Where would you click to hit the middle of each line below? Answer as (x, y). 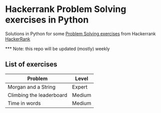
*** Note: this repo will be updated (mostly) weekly (58, 48)
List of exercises (31, 64)
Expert (80, 87)
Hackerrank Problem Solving (66, 9)
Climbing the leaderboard (37, 95)
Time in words (24, 103)
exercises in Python (47, 20)
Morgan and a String (32, 87)
